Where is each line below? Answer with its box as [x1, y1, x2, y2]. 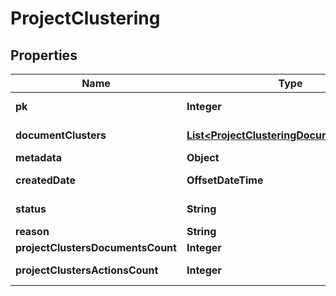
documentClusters [15, 128, 107, 142]
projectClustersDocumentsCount [15, 241, 177, 254]
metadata [15, 151, 62, 164]
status [15, 202, 47, 216]
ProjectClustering [10, 7, 161, 30]
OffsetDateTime [186, 173, 264, 187]
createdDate [15, 173, 76, 187]
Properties [10, 47, 78, 64]
